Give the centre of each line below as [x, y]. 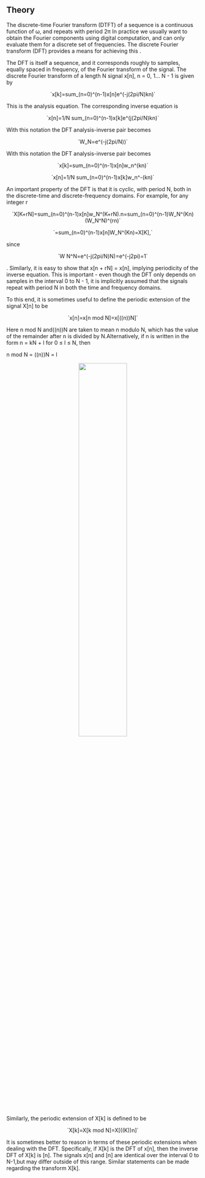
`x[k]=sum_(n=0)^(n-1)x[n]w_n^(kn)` [103, 165]
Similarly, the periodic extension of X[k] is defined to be [76, 1118]
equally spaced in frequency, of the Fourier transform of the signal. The [96, 69]
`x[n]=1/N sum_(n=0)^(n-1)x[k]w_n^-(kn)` [103, 177]
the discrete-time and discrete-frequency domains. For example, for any [97, 195]
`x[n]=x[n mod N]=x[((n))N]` [103, 317]
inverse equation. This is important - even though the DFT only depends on [101, 274]
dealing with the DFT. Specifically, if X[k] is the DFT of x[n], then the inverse [102, 1149]
